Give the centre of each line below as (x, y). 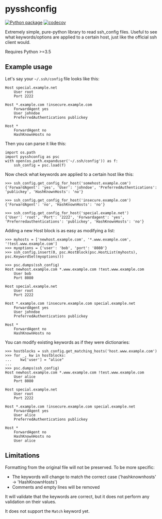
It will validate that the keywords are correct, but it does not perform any (77, 496)
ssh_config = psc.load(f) (40, 165)
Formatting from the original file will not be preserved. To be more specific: (80, 467)
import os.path (20, 152)
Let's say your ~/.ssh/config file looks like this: (52, 78)
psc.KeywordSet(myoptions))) (34, 257)
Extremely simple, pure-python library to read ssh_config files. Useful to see (81, 32)
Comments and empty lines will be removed (56, 487)
